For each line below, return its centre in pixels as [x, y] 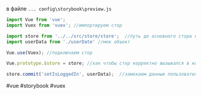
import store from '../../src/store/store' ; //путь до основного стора [99, 36]
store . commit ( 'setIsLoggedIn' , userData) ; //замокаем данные [86, 75]
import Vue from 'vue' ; [36, 20]
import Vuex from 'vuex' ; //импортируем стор [64, 25]
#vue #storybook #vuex [36, 86]
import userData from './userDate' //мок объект [68, 41]
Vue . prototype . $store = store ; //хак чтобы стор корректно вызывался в [98, 63]
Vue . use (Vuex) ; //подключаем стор [50, 53]
